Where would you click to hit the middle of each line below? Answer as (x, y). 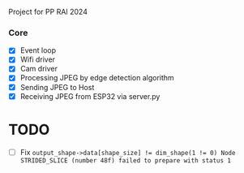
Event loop (38, 50)
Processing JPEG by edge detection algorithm (97, 78)
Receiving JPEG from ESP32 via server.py (90, 96)
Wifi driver (37, 59)
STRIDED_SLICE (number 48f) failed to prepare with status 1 (126, 160)
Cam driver (39, 69)
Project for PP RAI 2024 (48, 12)
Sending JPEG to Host (57, 87)
